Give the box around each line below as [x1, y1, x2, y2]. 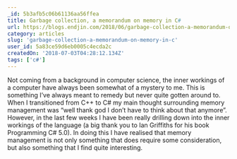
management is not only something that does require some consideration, [7, 136, 222, 144]
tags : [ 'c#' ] [7, 57, 46, 64]
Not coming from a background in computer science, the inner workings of [7, 76, 225, 84]
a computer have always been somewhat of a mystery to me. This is [7, 83, 205, 92]
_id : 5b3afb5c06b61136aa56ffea [7, 10, 99, 18]
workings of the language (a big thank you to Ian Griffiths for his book [7, 121, 209, 129]
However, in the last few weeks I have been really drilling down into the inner [7, 113, 230, 122]
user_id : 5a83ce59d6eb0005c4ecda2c [7, 43, 112, 50]
